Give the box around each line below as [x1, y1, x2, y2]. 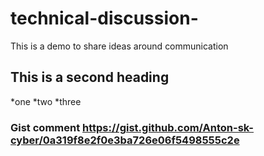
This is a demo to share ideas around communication [10, 40, 229, 52]
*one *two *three [10, 95, 82, 107]
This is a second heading [10, 69, 170, 86]
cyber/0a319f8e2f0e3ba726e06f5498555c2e [10, 133, 240, 147]
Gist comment [10, 120, 81, 134]
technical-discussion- [10, 7, 199, 30]
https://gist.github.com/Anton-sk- [82, 120, 255, 134]
